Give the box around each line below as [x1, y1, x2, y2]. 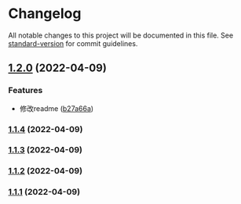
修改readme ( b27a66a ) [19, 103, 94, 113]
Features [8, 85, 43, 96]
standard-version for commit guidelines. [8, 38, 138, 48]
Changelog [8, 5, 82, 23]
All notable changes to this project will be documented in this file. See [8, 30, 234, 40]
